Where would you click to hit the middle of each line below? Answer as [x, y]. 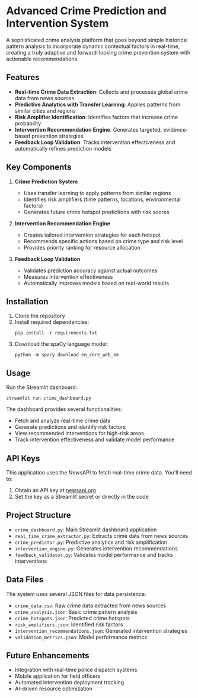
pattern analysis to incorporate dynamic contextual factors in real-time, [93, 46]
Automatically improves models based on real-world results [96, 283]
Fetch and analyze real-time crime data [63, 421]
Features [23, 77]
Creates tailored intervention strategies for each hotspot [92, 235]
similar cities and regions [45, 110]
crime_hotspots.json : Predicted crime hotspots [72, 618]
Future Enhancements [48, 656]
